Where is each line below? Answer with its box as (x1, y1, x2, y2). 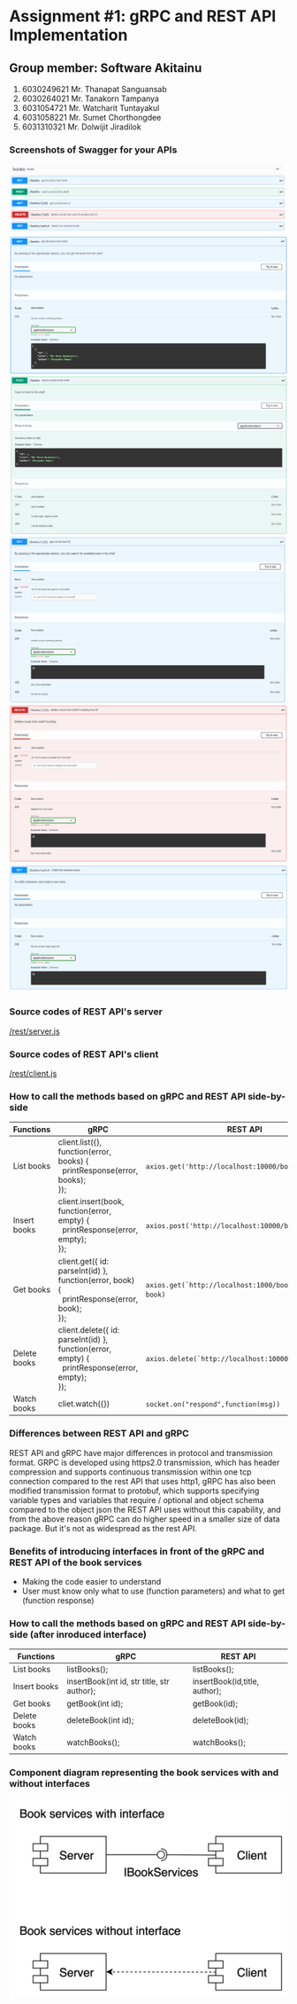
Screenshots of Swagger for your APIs (9, 144, 178, 156)
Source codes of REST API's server (9, 1006, 164, 1018)
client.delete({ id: (57, 1324, 120, 1335)
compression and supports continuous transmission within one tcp (9, 1466, 252, 1477)
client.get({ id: (57, 1256, 109, 1266)
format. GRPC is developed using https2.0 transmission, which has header (9, 1457, 280, 1468)
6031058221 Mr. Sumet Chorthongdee (21, 113, 162, 122)
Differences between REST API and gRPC (9, 1428, 190, 1440)
